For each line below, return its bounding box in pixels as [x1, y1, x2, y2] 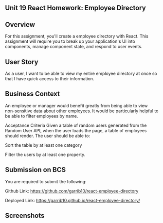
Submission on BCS [5, 166, 66, 174]
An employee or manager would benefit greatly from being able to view [5, 103, 148, 108]
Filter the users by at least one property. [5, 152, 86, 157]
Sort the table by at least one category [5, 142, 82, 148]
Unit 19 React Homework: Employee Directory [5, 4, 146, 12]
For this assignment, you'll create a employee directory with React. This [5, 34, 148, 39]
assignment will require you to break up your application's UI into [5, 38, 135, 44]
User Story [5, 58, 38, 66]
